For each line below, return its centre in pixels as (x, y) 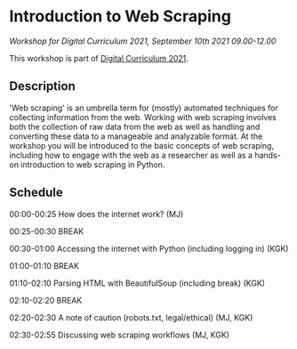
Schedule (36, 193)
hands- (268, 155)
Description (42, 86)
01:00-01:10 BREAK (44, 265)
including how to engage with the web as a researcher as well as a (131, 155)
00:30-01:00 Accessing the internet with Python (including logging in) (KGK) (149, 248)
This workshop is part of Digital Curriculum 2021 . (99, 58)
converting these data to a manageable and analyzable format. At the (136, 136)
